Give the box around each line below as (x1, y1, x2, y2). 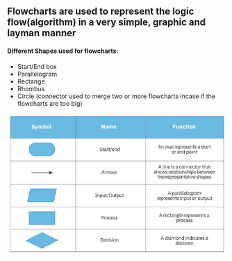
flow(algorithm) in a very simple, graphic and (7, 17, 206, 29)
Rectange (17, 77, 45, 86)
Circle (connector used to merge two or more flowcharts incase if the (17, 92, 216, 100)
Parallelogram (17, 70, 58, 78)
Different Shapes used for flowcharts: (7, 47, 119, 55)
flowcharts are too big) (17, 99, 83, 107)
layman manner (7, 27, 76, 39)
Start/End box (17, 62, 57, 70)
